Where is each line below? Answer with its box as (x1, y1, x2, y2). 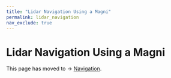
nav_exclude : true (6, 20, 52, 26)
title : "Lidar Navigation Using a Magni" (6, 8, 112, 15)
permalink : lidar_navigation (6, 14, 79, 20)
